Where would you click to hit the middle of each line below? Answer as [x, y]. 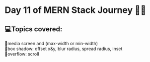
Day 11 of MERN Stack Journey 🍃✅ [75, 10]
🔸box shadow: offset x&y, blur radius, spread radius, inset [64, 49]
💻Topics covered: [34, 29]
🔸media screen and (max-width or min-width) [51, 43]
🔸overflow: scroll [22, 54]
